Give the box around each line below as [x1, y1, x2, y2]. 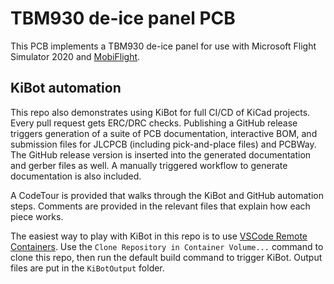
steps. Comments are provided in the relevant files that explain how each [10, 200, 311, 212]
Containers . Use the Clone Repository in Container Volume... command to [10, 240, 324, 252]
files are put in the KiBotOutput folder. [10, 262, 165, 274]
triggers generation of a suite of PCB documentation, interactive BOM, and [10, 127, 318, 139]
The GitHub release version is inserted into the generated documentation [10, 148, 312, 161]
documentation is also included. [10, 170, 142, 182]
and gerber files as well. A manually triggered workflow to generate [10, 159, 288, 171]
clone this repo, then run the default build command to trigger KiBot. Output [10, 251, 323, 263]
